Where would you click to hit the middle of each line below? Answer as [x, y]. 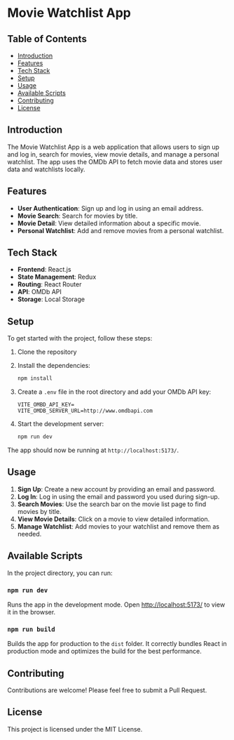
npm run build [31, 629]
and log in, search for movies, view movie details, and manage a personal [113, 154]
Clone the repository [47, 352]
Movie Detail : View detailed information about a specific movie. [109, 223]
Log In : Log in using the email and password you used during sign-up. [118, 496]
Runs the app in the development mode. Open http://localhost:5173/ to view [116, 604]
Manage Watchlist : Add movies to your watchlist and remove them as [118, 526]
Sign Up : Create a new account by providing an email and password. [116, 489]
